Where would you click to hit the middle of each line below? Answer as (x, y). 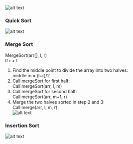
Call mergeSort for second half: (45, 91)
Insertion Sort (22, 126)
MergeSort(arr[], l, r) (26, 55)
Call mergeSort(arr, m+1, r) (40, 97)
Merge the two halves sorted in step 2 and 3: (58, 102)
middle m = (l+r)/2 (31, 75)
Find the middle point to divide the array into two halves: (70, 70)
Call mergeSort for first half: (41, 81)
